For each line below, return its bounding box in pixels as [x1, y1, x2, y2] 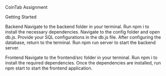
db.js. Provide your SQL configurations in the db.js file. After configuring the [5, 34, 161, 40]
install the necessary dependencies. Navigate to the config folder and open [5, 29, 160, 34]
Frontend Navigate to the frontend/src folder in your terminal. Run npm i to [5, 54, 158, 60]
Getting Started [5, 14, 37, 19]
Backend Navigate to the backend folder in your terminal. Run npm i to [5, 23, 150, 29]
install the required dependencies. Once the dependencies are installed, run [5, 60, 161, 65]
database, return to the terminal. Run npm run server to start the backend [5, 39, 156, 45]
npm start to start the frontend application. [5, 65, 93, 71]
